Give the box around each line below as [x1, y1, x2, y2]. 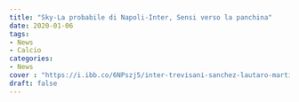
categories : [9, 54, 53, 63]
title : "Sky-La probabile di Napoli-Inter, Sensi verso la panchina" [9, 12, 273, 22]
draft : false [9, 79, 58, 88]
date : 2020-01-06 [9, 21, 74, 30]
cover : [9, 71, 38, 80]
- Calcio [9, 46, 42, 55]
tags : [9, 29, 29, 38]
